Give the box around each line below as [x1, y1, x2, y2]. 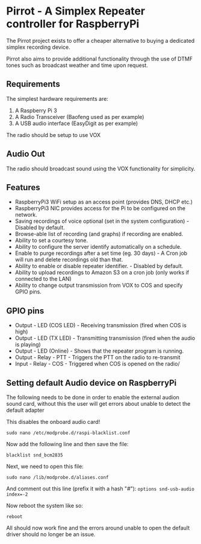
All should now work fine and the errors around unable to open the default [6, 524, 190, 531]
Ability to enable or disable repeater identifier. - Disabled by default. [14, 263, 184, 270]
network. [14, 211, 37, 219]
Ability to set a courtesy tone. [14, 237, 88, 244]
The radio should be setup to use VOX [6, 131, 101, 138]
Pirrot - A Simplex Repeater [6, 4, 146, 18]
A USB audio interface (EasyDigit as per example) [14, 120, 138, 127]
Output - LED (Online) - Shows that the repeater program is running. [14, 347, 184, 354]
